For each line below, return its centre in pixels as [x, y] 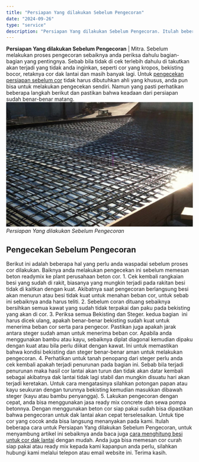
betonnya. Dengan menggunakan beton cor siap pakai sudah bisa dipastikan [99, 409]
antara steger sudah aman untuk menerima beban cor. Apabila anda [89, 333]
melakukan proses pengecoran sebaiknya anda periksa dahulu [83, 55]
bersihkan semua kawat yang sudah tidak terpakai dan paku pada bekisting [98, 308]
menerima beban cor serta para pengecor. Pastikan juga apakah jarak [91, 327]
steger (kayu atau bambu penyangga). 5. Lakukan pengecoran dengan [92, 396]
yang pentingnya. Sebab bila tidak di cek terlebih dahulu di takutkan [107, 62]
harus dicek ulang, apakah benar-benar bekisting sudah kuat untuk [88, 320]
